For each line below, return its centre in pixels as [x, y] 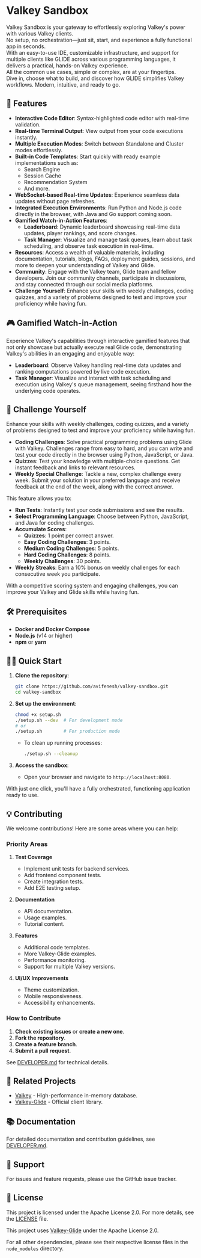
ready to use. [22, 795]
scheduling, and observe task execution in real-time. [89, 246]
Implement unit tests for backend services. [77, 869]
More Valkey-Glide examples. [60, 954]
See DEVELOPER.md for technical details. [58, 1062]
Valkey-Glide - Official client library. [59, 1102]
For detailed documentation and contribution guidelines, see [81, 1139]
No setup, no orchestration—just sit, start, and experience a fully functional [99, 40]
